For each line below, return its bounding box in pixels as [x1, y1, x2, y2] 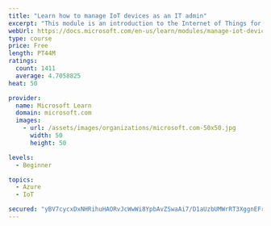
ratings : [8, 57, 38, 65]
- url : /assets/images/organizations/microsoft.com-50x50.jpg [23, 124, 236, 132]
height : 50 [29, 139, 67, 147]
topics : [8, 175, 35, 184]
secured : [8, 205, 38, 214]
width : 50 [29, 132, 63, 140]
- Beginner [15, 161, 52, 169]
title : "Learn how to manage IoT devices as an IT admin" [8, 11, 207, 20]
